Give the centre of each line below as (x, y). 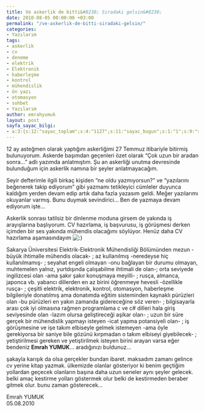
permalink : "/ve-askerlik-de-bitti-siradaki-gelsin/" (76, 23)
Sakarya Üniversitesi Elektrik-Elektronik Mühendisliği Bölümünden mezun (98, 249)
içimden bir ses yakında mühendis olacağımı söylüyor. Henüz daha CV (95, 231)
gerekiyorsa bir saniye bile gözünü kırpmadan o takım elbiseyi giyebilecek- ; (102, 334)
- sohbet (17, 103)
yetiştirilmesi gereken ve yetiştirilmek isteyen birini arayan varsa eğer (93, 341)
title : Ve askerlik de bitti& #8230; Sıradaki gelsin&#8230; (85, 12)
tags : (13, 40)
